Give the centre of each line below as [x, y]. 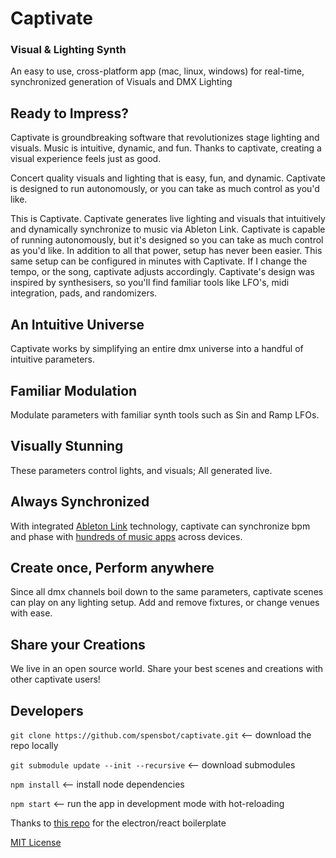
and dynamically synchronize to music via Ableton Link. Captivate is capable [168, 229]
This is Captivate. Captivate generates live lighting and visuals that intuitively [168, 219]
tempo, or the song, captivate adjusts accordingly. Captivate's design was [163, 272]
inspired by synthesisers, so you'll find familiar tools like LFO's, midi [150, 283]
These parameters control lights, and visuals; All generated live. [141, 470]
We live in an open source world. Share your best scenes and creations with [167, 669]
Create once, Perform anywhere [112, 567]
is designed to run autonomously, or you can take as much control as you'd [165, 189]
